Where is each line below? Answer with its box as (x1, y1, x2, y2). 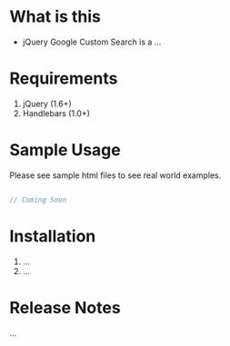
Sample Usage (9, 140, 121, 161)
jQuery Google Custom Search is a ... (22, 36, 162, 47)
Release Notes (9, 297, 121, 318)
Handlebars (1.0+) (22, 107, 91, 119)
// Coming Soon (9, 195, 67, 204)
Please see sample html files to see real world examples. (9, 170, 222, 181)
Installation (9, 225, 96, 246)
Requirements (9, 68, 118, 89)
